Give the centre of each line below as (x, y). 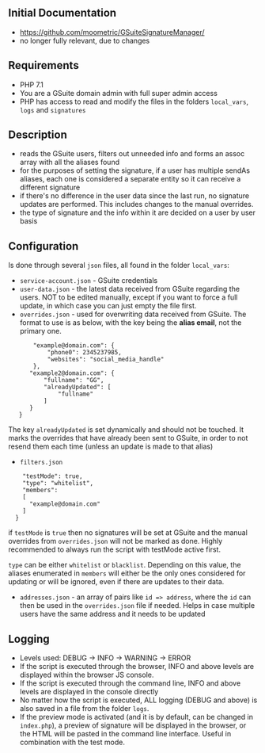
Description (38, 135)
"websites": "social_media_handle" (106, 360)
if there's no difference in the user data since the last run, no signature (134, 196)
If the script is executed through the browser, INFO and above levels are (137, 667)
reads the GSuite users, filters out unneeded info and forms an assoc (132, 154)
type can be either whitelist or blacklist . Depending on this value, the (125, 565)
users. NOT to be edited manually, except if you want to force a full (129, 297)
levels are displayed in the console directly (89, 692)
